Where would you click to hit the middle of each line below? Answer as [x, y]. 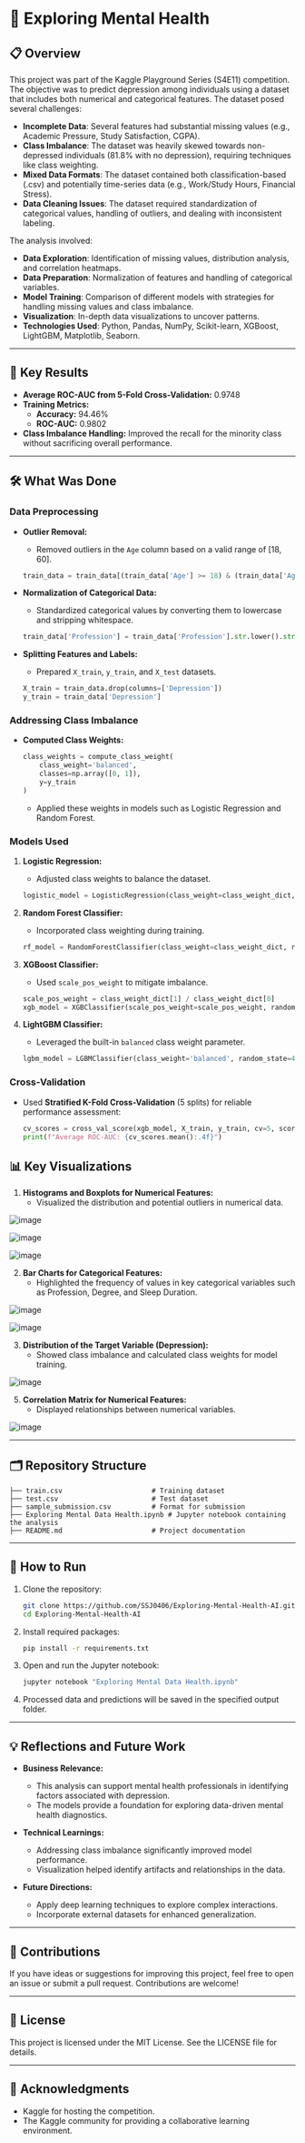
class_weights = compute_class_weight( [98, 757]
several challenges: [46, 109]
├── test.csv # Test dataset [109, 1499]
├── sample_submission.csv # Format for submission [128, 1507]
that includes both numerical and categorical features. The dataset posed [147, 99]
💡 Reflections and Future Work [98, 1746]
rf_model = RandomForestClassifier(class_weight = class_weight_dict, [155, 947]
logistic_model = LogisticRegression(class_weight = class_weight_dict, [159, 895]
